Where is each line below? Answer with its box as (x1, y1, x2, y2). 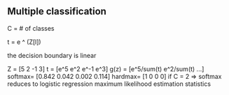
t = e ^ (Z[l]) (7, 38, 41, 46)
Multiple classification (7, 6, 107, 17)
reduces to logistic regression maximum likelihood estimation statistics (7, 80, 211, 88)
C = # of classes (7, 24, 55, 32)
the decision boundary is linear (7, 51, 97, 59)
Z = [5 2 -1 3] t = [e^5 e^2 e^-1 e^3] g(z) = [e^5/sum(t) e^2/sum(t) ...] (7, 64, 204, 73)
